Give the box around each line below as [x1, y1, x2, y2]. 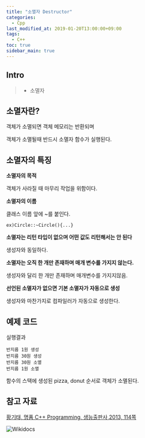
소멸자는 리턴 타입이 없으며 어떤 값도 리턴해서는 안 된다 [6, 233, 132, 241]
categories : [6, 14, 36, 20]
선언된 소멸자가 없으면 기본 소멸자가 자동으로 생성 [6, 284, 120, 292]
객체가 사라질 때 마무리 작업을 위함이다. [6, 185, 98, 192]
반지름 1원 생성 [6, 347, 40, 353]
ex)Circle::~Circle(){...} [6, 223, 74, 229]
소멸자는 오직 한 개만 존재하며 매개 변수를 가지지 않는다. [6, 259, 134, 266]
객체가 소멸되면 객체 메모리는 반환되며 [6, 123, 95, 130]
